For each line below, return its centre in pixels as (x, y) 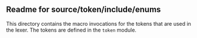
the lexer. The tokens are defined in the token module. (71, 30)
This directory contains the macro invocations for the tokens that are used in (98, 23)
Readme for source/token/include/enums (84, 10)
